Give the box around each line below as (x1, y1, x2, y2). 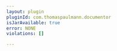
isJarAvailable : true (6, 20, 61, 26)
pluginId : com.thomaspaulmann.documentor (6, 14, 112, 20)
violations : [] (6, 31, 44, 37)
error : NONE (6, 25, 36, 31)
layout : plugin (6, 8, 44, 15)
